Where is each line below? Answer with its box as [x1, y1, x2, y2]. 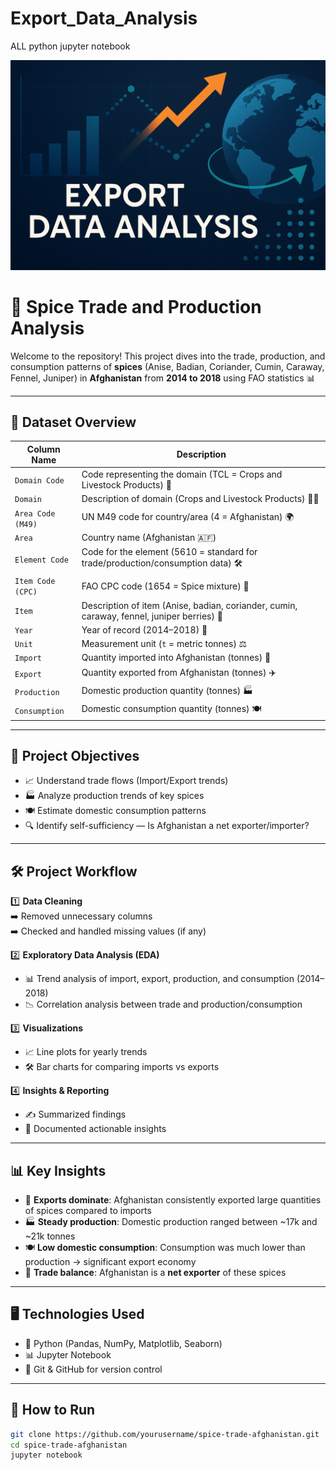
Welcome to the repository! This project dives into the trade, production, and [10, 350, 326, 362]
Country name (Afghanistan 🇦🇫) [81, 531, 217, 543]
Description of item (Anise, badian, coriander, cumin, [81, 599, 298, 611]
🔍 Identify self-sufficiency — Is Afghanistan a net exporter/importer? [24, 820, 310, 832]
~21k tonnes [24, 1230, 76, 1242]
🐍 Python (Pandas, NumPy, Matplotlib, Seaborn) [24, 1337, 223, 1349]
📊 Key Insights [10, 1162, 107, 1179]
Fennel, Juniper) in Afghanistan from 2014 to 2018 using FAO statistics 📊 [10, 372, 316, 384]
